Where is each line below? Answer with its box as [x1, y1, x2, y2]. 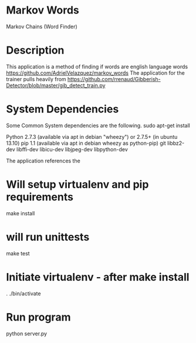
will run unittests [6, 230, 90, 244]
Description [6, 44, 65, 57]
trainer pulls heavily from [6, 75, 66, 82]
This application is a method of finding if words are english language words [6, 63, 188, 70]
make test [6, 249, 31, 257]
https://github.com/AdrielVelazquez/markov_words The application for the [6, 69, 185, 76]
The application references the [6, 157, 80, 164]
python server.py [6, 330, 48, 337]
